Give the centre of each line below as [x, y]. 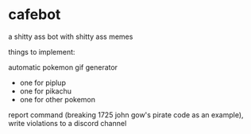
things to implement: [42, 52]
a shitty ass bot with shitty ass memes [71, 36]
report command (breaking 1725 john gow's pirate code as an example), [126, 115]
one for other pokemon [57, 99]
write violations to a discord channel [68, 123]
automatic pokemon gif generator [63, 67]
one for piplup [42, 82]
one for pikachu [45, 91]
